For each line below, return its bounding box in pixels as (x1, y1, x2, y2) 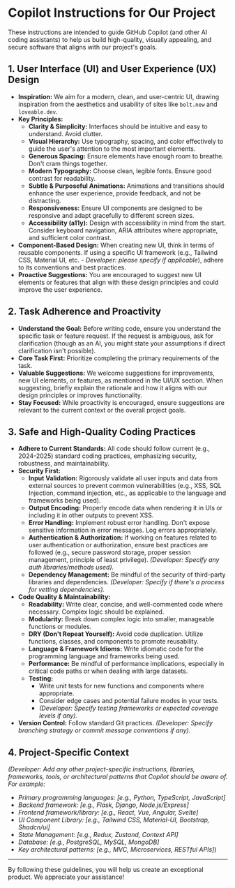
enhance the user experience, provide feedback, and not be (28, 188, 202, 197)
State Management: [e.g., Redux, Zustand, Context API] (17, 831, 179, 839)
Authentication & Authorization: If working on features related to (28, 533, 217, 542)
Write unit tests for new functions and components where (38, 682, 204, 690)
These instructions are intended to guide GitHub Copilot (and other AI (8, 28, 208, 36)
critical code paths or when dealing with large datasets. (28, 667, 188, 675)
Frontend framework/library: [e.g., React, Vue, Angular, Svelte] (17, 808, 199, 817)
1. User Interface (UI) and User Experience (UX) (8, 63, 217, 75)
